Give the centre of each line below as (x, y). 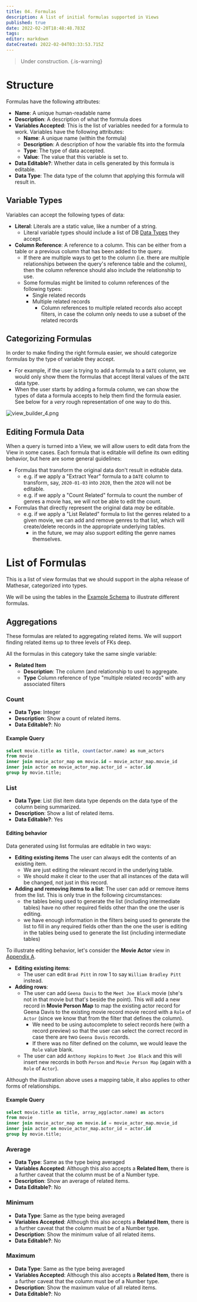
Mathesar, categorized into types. (47, 585)
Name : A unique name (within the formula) (75, 138)
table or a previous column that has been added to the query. (89, 251)
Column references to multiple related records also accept (111, 307)
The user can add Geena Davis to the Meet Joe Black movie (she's (103, 993)
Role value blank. (53, 1050)
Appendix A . (21, 957)
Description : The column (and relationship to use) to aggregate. (101, 671)
